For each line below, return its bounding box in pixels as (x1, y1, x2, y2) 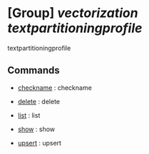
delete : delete (17, 97, 61, 106)
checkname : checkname (17, 83, 93, 92)
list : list (17, 111, 41, 119)
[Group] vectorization (7, 5, 138, 21)
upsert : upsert (17, 138, 62, 147)
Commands (7, 64, 61, 76)
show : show (17, 125, 56, 133)
